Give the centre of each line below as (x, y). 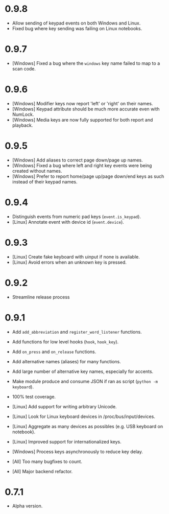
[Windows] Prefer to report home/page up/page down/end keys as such (88, 176)
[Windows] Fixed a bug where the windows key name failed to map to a (86, 63)
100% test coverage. (34, 396)
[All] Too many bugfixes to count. (47, 461)
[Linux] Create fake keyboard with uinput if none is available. (76, 256)
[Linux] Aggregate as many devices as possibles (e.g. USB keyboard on (88, 426)
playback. (22, 125)
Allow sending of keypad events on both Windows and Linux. (76, 23)
